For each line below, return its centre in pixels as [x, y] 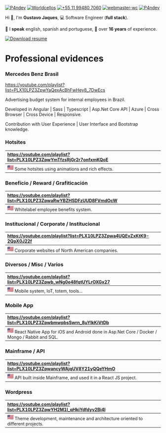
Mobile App [19, 305]
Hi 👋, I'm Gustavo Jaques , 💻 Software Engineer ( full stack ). [67, 18]
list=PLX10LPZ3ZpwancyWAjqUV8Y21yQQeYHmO [61, 369]
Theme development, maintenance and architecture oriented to [79, 418]
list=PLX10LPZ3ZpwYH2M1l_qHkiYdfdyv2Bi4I [56, 409]
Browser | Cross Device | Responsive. [43, 114]
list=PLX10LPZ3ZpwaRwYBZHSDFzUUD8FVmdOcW [62, 200]
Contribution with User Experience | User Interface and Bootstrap [72, 124]
